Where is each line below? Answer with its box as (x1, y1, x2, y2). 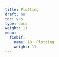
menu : (5, 30, 16, 35)
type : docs (5, 21, 28, 26)
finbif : (9, 35, 26, 40)
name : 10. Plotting (14, 40, 55, 45)
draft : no (5, 12, 26, 17)
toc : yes (5, 16, 23, 21)
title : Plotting (5, 7, 39, 12)
